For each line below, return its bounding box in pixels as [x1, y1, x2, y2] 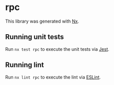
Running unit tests [5, 33, 64, 41]
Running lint [5, 61, 44, 69]
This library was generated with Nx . [5, 18, 79, 24]
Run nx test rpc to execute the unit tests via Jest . [5, 46, 109, 52]
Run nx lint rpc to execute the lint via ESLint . [5, 74, 101, 80]
